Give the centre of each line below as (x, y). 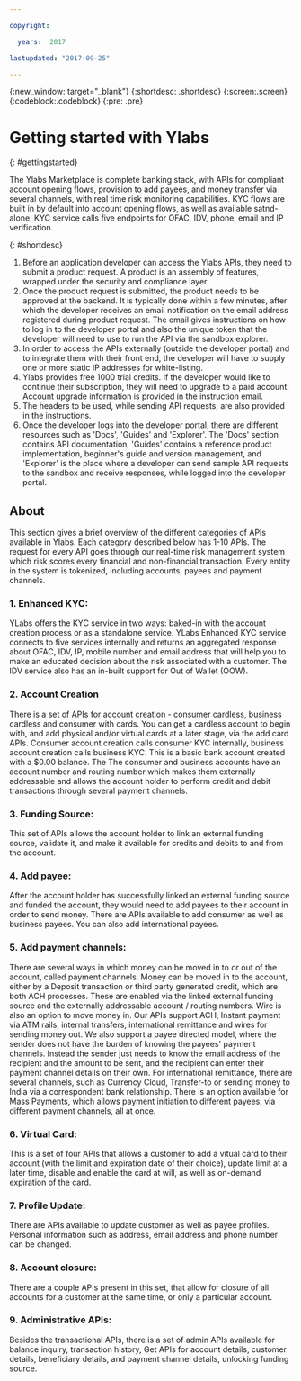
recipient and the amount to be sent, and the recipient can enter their (137, 1062)
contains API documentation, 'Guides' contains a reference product (147, 444)
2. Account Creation (54, 694)
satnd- (266, 209)
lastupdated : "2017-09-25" (60, 58)
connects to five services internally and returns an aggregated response (143, 642)
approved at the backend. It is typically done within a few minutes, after (155, 301)
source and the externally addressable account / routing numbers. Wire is (146, 1006)
